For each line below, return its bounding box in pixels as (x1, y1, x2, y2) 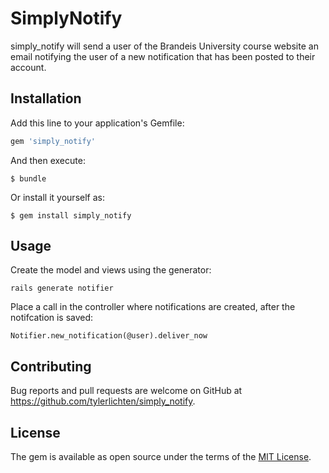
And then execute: (10, 154, 86, 166)
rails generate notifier (10, 283, 114, 294)
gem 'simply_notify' (10, 136, 97, 146)
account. (10, 61, 47, 73)
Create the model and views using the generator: (10, 264, 212, 276)
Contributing (10, 358, 92, 375)
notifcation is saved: (10, 312, 94, 324)
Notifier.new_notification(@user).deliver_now (10, 331, 208, 341)
